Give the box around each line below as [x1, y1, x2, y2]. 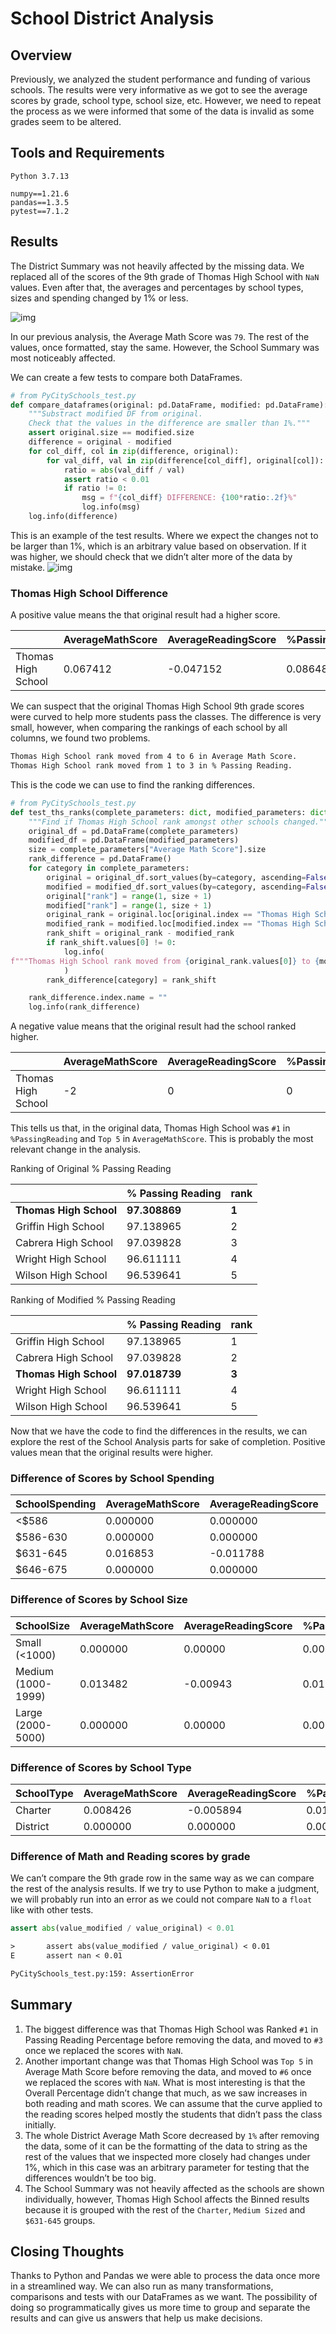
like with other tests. [10, 1904, 94, 1916]
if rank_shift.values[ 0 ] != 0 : [46, 938, 177, 948]
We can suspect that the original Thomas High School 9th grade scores [10, 700, 305, 712]
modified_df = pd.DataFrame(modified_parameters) [28, 835, 240, 846]
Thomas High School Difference [10, 586, 169, 600]
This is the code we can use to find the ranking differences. [10, 778, 255, 791]
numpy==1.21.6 [10, 188, 70, 199]
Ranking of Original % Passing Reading [10, 1163, 172, 1175]
